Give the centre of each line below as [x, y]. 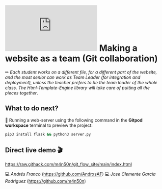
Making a [118, 48]
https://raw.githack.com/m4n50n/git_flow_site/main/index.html [68, 165]
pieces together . [22, 93]
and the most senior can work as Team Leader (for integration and [73, 77]
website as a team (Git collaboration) [81, 59]
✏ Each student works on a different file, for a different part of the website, [81, 72]
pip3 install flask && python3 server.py [48, 134]
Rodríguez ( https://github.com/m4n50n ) [46, 181]
